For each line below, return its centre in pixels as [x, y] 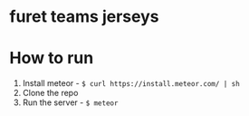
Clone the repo [50, 93]
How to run [52, 58]
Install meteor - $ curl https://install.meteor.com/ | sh [131, 83]
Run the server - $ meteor [70, 102]
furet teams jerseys [84, 17]
